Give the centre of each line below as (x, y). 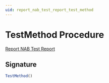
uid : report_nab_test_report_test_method (49, 10)
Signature (21, 64)
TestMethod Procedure (55, 34)
